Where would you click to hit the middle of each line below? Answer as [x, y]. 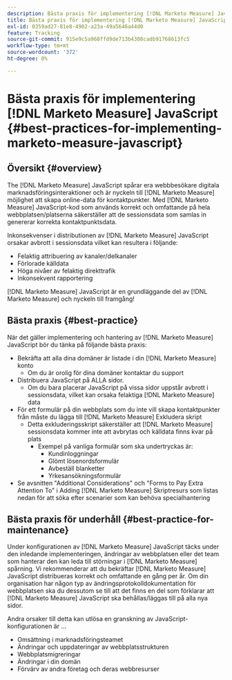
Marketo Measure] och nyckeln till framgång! [71, 299]
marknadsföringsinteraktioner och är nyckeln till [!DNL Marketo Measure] [111, 192]
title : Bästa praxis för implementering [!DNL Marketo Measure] [101, 20]
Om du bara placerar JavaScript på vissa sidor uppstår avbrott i [118, 387]
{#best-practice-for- [168, 519]
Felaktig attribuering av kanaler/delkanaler [77, 256]
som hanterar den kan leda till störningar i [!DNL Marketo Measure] [102, 562]
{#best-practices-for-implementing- [115, 128]
